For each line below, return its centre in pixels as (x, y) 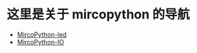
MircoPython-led (42, 34)
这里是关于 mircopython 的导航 (98, 14)
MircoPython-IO (41, 42)
